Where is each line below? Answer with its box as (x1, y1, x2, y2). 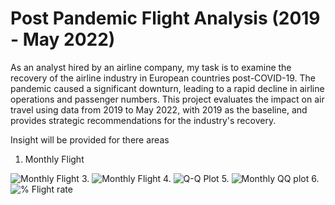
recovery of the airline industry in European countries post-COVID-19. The (10, 72, 316, 84)
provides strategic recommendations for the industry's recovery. (10, 114, 277, 126)
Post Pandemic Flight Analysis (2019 (10, 7, 321, 30)
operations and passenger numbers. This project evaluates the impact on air (10, 93, 325, 105)
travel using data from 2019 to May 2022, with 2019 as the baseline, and (10, 103, 308, 116)
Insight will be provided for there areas (10, 133, 170, 146)
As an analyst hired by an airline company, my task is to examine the (10, 61, 292, 73)
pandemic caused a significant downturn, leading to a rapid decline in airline (10, 82, 325, 94)
